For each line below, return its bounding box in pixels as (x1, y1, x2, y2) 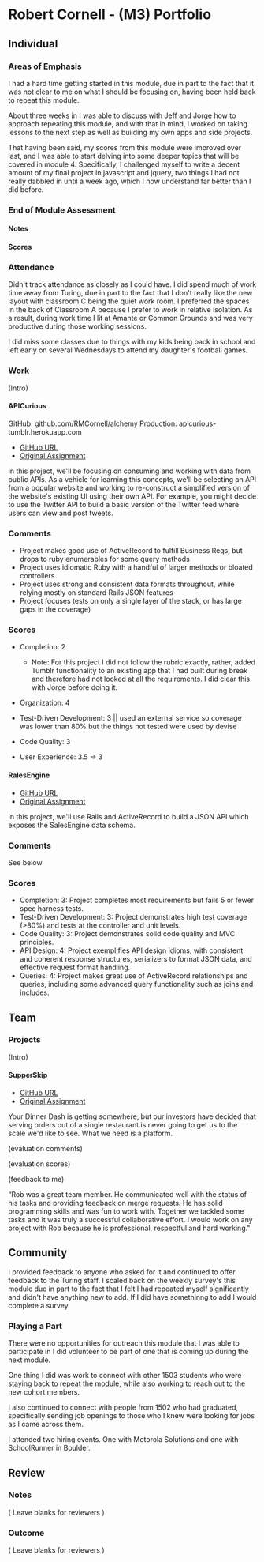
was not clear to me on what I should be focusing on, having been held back (8, 87, 256, 96)
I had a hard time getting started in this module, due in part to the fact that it (8, 78, 255, 88)
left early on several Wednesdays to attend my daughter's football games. (8, 345, 248, 355)
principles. (19, 938, 54, 947)
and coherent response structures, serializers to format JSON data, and (19, 954, 252, 964)
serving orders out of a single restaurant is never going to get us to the (8, 1120, 238, 1130)
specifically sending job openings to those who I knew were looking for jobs (8, 1411, 255, 1421)
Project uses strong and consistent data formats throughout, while (19, 579, 235, 589)
